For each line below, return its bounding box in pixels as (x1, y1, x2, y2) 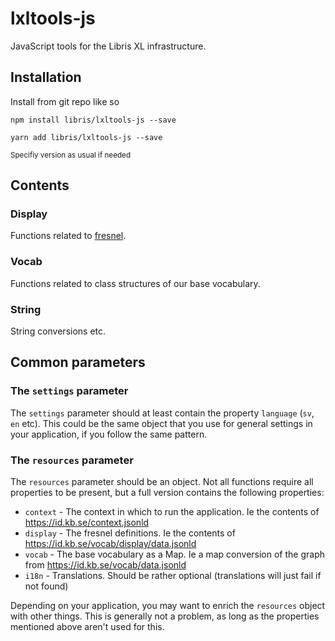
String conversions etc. (10, 325, 107, 337)
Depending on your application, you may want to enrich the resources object (10, 600, 326, 612)
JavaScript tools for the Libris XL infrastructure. (10, 40, 207, 52)
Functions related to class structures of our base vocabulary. (10, 277, 261, 289)
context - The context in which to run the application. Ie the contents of (24, 506, 320, 518)
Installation (10, 69, 82, 86)
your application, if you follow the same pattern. (10, 428, 208, 440)
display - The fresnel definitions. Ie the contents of (24, 527, 236, 539)
